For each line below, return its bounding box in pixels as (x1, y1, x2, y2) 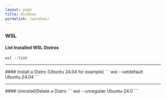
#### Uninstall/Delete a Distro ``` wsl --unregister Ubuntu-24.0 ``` (5, 88, 138, 94)
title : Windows (5, 12, 37, 17)
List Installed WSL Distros (5, 45, 59, 50)
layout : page (5, 7, 32, 12)
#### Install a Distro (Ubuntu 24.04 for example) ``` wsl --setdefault (5, 69, 143, 74)
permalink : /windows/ (5, 16, 50, 21)
